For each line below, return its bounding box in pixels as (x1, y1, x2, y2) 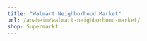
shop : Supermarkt (7, 23, 59, 30)
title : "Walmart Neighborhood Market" (7, 10, 122, 17)
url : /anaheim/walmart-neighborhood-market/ (7, 17, 141, 24)
